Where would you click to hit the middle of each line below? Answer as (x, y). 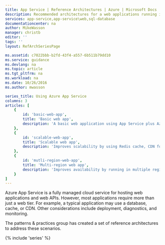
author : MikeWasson (25, 28)
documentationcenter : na (30, 23)
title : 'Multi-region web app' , (56, 165)
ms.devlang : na (21, 65)
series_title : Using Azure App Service (46, 96)
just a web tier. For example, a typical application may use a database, (76, 203)
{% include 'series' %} (28, 238)
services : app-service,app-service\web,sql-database (60, 19)
